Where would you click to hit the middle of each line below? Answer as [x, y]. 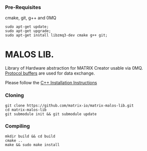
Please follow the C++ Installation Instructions [51, 83]
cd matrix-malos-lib [26, 110]
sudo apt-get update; [27, 27]
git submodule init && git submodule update [51, 114]
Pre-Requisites [23, 7]
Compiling [18, 126]
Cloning [15, 95]
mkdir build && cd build [30, 136]
